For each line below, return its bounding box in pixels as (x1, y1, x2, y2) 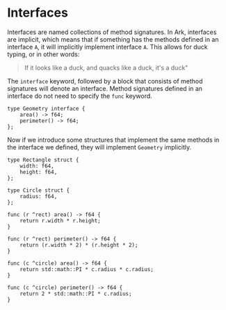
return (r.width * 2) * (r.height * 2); (19, 241, 138, 248)
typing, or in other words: (7, 50, 80, 58)
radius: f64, (19, 193, 58, 199)
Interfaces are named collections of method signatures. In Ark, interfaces (7, 28, 217, 36)
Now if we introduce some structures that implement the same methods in (7, 136, 220, 144)
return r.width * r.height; (19, 217, 101, 224)
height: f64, (19, 168, 58, 175)
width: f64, (19, 162, 54, 170)
